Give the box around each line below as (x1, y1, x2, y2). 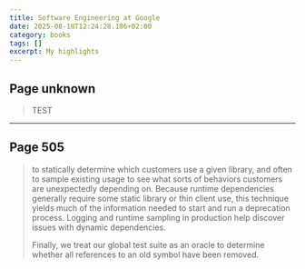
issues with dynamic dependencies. (31, 222, 166, 233)
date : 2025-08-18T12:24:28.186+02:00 (9, 22, 152, 31)
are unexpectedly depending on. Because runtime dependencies (31, 183, 275, 194)
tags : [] (9, 38, 43, 48)
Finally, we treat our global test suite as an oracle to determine (31, 239, 265, 250)
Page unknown (9, 81, 96, 96)
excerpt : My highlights (9, 47, 100, 56)
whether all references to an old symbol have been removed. (31, 249, 260, 260)
